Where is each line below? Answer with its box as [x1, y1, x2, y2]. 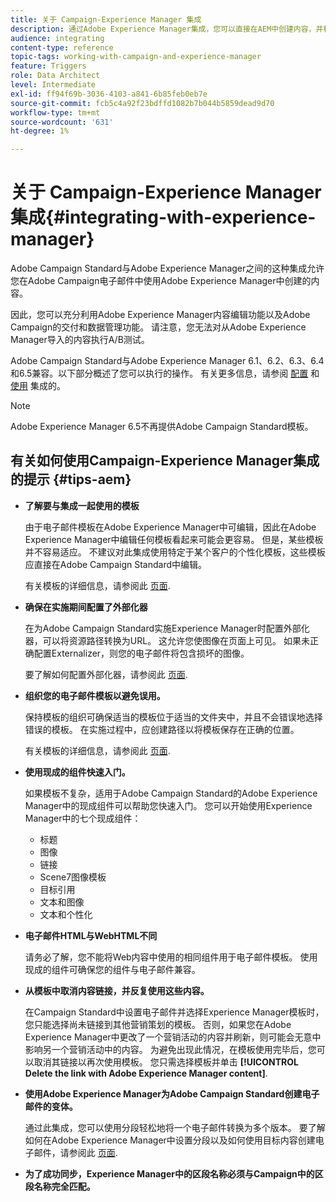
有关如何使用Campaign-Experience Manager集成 [10, 452, 320, 470]
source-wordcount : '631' [10, 117, 114, 127]
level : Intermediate [10, 80, 97, 90]
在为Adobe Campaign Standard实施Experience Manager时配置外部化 [24, 622, 310, 634]
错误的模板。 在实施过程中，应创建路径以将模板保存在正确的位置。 [24, 723, 300, 735]
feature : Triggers [10, 61, 87, 71]
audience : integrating [10, 33, 105, 43]
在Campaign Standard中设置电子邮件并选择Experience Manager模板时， [24, 1006, 325, 1018]
